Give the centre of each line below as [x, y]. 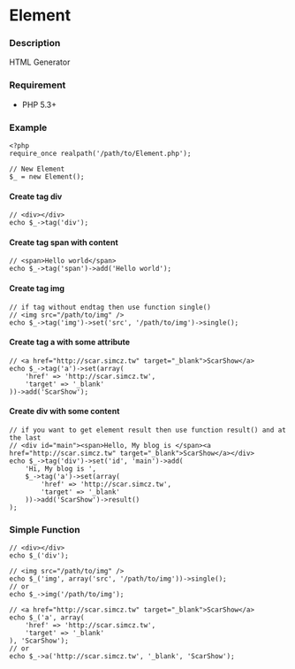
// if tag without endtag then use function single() [110, 307]
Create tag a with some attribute [70, 342]
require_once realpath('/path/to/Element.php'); [100, 154]
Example [28, 127]
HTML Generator [40, 62]
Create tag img [37, 288]
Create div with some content [64, 411]
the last [25, 438]
